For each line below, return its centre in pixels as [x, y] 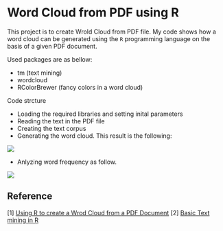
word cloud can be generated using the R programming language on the [109, 38]
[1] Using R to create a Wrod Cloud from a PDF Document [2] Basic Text [108, 212]
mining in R [23, 220]
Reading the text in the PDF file [61, 121]
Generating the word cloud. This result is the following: [94, 136]
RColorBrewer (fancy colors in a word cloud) [80, 87]
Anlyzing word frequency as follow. [67, 162]
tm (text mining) [39, 73]
